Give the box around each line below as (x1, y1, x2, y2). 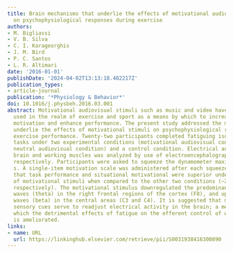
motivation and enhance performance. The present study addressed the (13, 119, 222, 127)
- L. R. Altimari (7, 62, 58, 69)
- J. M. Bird (7, 49, 45, 56)
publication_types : (7, 81, 64, 88)
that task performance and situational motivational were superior (13, 171, 213, 178)
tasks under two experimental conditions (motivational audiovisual (13, 139, 216, 146)
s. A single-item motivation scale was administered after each (13, 164, 203, 172)
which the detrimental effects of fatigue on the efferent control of (13, 210, 222, 217)
